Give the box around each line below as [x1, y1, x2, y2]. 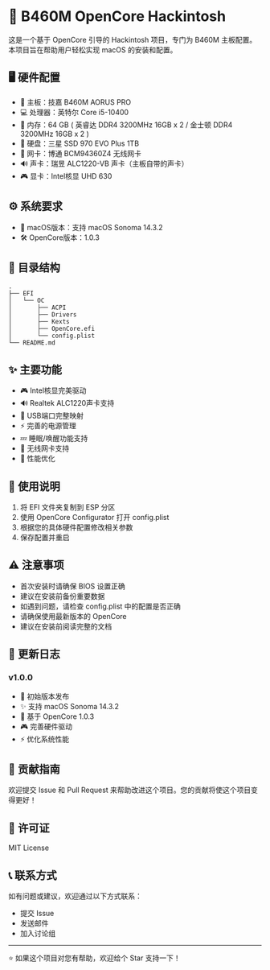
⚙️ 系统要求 [8, 200, 63, 213]
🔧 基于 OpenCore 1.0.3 [19, 712, 95, 721]
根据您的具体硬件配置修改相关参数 [19, 522, 133, 532]
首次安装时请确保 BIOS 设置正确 [19, 581, 126, 591]
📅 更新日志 [8, 647, 60, 661]
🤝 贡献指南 [8, 762, 60, 776]
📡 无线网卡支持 [19, 444, 70, 453]
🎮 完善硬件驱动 [19, 721, 73, 731]
